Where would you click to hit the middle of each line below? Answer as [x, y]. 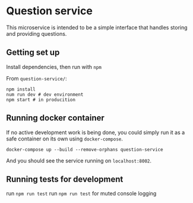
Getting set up [33, 53]
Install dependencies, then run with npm [54, 67]
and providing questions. [37, 33]
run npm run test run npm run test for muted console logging [81, 193]
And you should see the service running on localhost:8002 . [79, 160]
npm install [21, 89]
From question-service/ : [37, 78]
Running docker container [56, 118]
